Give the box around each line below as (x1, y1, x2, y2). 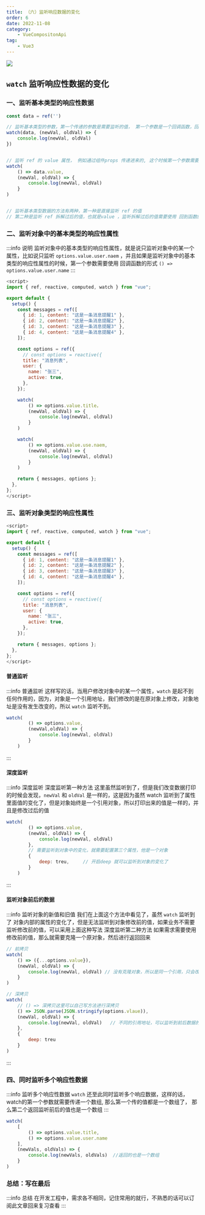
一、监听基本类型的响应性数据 (6, 99, 95, 107)
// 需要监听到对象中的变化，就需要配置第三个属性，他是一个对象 (28, 847, 168, 854)
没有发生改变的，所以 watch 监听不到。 (16, 702, 114, 710)
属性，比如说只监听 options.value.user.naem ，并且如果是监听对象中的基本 (6, 252, 195, 260)
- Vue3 (17, 43, 34, 50)
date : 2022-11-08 (6, 20, 51, 26)
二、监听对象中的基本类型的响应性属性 (6, 229, 119, 237)
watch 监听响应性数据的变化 (6, 79, 109, 89)
